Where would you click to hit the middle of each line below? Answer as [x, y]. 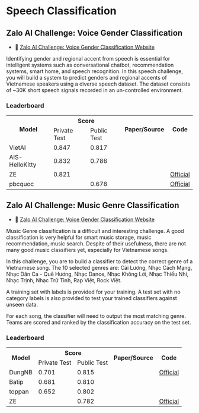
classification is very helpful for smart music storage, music [79, 237]
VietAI [17, 148]
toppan [19, 392]
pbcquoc [22, 184]
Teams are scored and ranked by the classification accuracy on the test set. [99, 323]
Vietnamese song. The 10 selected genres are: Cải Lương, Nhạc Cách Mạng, [99, 268]
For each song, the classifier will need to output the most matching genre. [96, 316]
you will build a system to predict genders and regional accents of [86, 78]
